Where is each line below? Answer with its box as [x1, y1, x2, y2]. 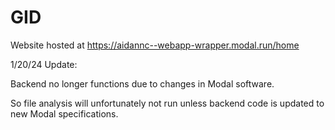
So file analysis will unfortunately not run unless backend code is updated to [10, 97, 325, 109]
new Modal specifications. [10, 107, 119, 120]
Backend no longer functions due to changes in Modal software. [10, 77, 275, 90]
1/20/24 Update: [10, 58, 78, 70]
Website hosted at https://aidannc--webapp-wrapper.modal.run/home [10, 39, 300, 51]
